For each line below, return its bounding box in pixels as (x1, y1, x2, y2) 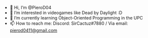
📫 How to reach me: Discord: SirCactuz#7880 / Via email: (9, 20, 128, 26)
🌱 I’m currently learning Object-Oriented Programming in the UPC (9, 15, 143, 20)
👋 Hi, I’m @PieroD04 (9, 5, 52, 10)
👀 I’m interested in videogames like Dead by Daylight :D (9, 10, 122, 16)
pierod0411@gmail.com (9, 27, 58, 33)
